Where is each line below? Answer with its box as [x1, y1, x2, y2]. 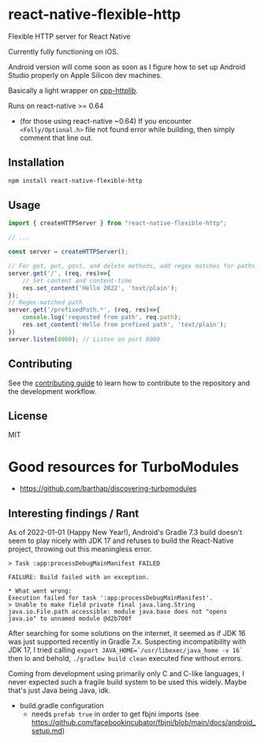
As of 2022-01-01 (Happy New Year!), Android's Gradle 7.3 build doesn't [8, 528, 243, 537]
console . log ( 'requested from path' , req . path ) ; [22, 314, 181, 321]
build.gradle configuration [19, 701, 104, 711]
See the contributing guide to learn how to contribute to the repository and [8, 378, 251, 388]
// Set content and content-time [22, 277, 132, 284]
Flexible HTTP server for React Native [8, 32, 131, 41]
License [8, 409, 48, 422]
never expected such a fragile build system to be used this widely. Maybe [8, 678, 247, 687]
